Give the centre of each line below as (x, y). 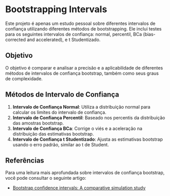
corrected (16, 40)
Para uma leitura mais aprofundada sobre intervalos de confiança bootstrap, (85, 173)
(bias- (149, 34)
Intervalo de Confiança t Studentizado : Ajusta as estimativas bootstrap (88, 139)
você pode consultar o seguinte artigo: (46, 178)
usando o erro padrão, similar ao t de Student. (61, 144)
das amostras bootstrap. (38, 123)
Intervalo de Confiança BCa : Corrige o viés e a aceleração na (77, 128)
